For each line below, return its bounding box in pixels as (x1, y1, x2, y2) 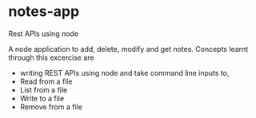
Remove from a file (19, 102, 82, 112)
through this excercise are (8, 53, 94, 62)
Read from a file (19, 77, 74, 86)
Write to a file (19, 93, 65, 103)
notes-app (8, 2, 80, 21)
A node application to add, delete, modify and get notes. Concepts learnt (8, 44, 249, 53)
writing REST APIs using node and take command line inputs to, (19, 68, 230, 77)
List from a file (19, 85, 68, 94)
